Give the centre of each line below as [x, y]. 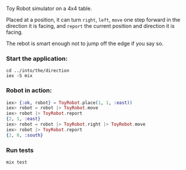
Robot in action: [29, 91]
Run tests [20, 150]
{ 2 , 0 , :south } [25, 135]
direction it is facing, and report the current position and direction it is [90, 26]
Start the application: [37, 58]
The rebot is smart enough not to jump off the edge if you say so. [85, 44]
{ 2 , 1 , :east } [23, 119]
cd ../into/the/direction [38, 71]
